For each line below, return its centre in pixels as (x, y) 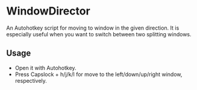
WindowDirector (48, 11)
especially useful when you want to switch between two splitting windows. (99, 34)
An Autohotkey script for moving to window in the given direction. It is (93, 28)
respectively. (31, 80)
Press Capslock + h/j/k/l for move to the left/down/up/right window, (98, 74)
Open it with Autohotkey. (45, 68)
